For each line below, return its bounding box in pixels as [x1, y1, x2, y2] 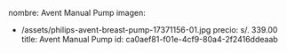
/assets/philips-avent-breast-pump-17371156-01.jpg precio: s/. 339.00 [20, 25, 278, 34]
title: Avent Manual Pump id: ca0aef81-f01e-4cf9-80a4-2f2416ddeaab [20, 34, 279, 44]
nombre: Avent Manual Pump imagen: [8, 8, 146, 18]
